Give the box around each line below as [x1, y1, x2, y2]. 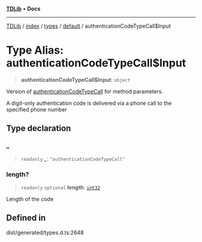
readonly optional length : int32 [20, 184, 100, 191]
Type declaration [6, 123, 71, 134]
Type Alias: [6, 43, 64, 57]
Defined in [6, 213, 46, 223]
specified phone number [6, 105, 67, 113]
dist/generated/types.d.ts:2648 [6, 229, 84, 236]
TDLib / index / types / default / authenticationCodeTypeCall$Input [6, 22, 171, 29]
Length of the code [6, 195, 54, 202]
